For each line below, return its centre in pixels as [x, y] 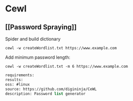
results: [14, 80]
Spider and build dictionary [33, 39]
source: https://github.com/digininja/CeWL [51, 89]
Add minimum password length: [38, 57]
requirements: [20, 75]
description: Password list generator [45, 94]
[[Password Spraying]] [41, 27]
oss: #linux [17, 84]
